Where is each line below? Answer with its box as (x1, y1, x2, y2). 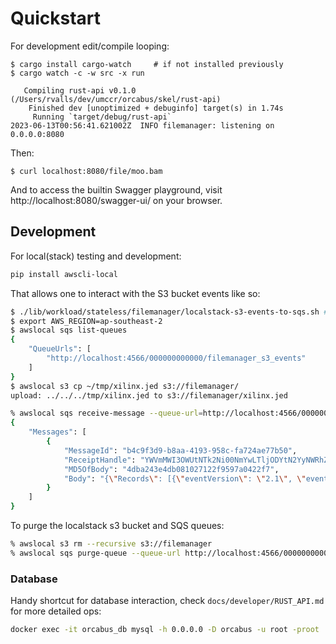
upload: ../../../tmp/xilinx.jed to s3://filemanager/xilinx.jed (10, 390, 288, 401)
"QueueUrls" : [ (28, 344, 92, 354)
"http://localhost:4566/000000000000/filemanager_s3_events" (46, 353, 307, 363)
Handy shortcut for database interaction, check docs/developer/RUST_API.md (10, 595, 325, 607)
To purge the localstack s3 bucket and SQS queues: (10, 520, 225, 531)
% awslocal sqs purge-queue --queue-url (10, 548, 182, 558)
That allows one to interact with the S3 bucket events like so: (10, 287, 261, 299)
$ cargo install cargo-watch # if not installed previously (10, 59, 284, 69)
